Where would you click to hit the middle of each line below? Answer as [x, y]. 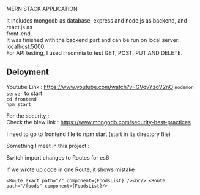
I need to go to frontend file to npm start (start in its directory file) [89, 134]
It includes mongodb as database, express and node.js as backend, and [97, 20]
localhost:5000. [26, 46]
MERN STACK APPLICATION [42, 9]
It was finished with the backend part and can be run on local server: [93, 40]
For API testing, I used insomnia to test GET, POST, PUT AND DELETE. [94, 53]
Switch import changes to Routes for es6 [58, 157]
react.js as [19, 27]
